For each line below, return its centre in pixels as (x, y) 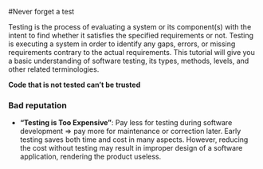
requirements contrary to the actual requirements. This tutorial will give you (131, 52)
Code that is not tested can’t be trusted (75, 84)
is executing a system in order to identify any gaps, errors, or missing (122, 44)
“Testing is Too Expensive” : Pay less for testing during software (126, 123)
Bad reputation (38, 105)
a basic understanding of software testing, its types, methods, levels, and (129, 61)
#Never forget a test (41, 12)
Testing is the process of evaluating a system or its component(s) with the (130, 27)
